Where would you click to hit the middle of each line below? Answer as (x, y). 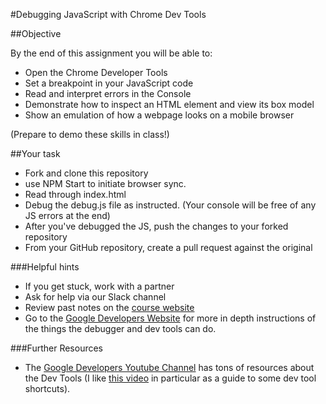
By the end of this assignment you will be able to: (111, 53)
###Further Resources (57, 348)
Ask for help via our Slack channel (95, 297)
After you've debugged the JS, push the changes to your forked (156, 226)
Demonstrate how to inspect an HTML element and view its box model (169, 104)
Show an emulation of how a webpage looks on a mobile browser (159, 115)
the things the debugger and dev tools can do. (120, 328)
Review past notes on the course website (109, 307)
